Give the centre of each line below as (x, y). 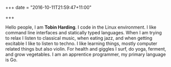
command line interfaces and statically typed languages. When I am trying (84, 32)
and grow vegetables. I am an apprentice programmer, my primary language (86, 54)
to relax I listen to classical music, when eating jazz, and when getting (79, 38)
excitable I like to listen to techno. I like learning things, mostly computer (81, 43)
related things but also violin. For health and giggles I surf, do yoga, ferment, (86, 49)
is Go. (12, 60)
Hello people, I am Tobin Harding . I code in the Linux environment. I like (81, 27)
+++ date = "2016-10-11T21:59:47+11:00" (49, 7)
